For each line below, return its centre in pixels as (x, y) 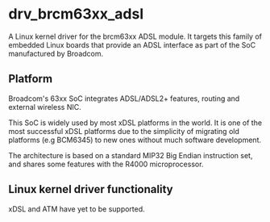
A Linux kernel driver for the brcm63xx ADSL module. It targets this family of (135, 36)
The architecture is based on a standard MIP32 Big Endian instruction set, (131, 155)
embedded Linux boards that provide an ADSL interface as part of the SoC (132, 44)
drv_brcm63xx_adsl (76, 14)
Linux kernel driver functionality (91, 189)
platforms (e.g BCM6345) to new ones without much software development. (135, 140)
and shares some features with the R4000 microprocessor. (106, 164)
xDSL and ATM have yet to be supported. (77, 209)
